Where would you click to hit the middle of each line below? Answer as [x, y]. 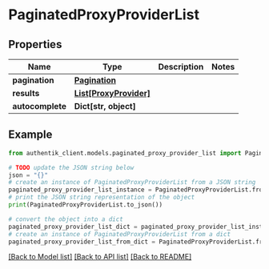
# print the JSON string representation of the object [102, 198]
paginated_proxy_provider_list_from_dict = [82, 242]
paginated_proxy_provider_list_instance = [80, 190]
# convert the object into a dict [66, 219]
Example [30, 135]
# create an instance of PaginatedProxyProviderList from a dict [119, 234]
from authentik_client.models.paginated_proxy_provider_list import [125, 153]
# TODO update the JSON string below [71, 167]
